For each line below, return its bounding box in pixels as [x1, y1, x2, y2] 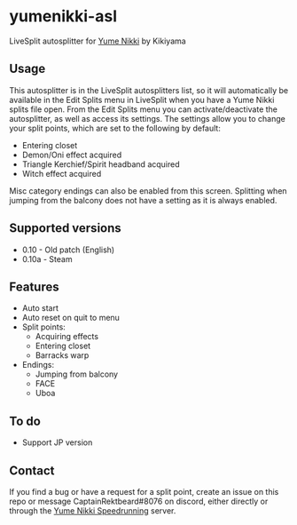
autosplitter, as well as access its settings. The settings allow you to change [9, 113, 285, 123]
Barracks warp [35, 350, 90, 361]
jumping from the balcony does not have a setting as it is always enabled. [9, 195, 277, 205]
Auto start [21, 303, 59, 314]
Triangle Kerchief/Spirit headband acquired [21, 158, 180, 170]
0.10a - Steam [21, 253, 73, 264]
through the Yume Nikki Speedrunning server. [9, 505, 176, 516]
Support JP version [21, 437, 93, 448]
